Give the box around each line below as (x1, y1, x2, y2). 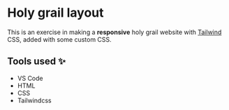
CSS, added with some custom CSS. (7, 35, 112, 43)
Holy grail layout (7, 5, 104, 21)
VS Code (17, 74, 43, 82)
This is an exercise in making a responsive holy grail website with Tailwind (7, 28, 222, 36)
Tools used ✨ (7, 56, 66, 68)
